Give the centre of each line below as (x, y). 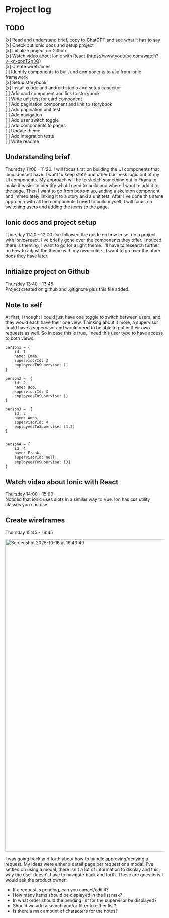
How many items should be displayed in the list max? (67, 895)
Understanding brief (38, 157)
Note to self (24, 305)
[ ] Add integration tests (30, 136)
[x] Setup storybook (26, 82)
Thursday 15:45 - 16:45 (29, 532)
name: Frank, (28, 453)
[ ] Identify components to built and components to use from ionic (73, 72)
